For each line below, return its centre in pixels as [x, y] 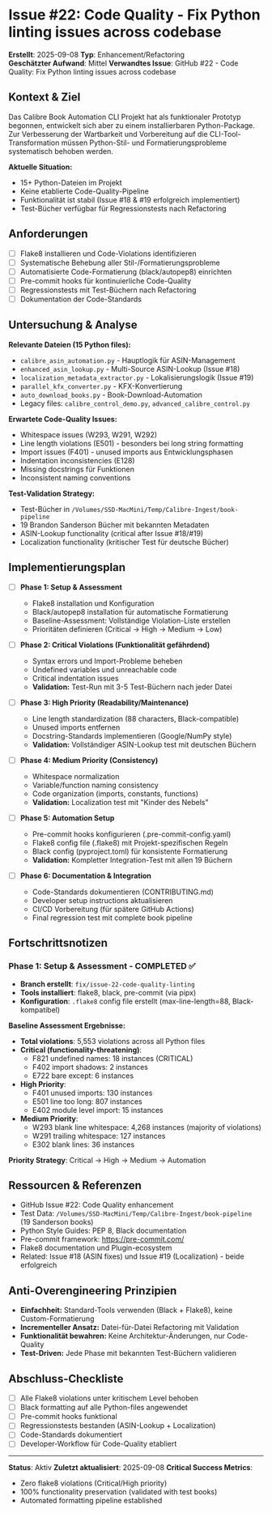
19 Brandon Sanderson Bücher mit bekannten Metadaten [115, 525]
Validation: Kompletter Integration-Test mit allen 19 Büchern [132, 859]
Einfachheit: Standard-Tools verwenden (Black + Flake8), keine [126, 1311]
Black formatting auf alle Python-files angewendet [104, 1408]
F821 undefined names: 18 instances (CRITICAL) [113, 1058]
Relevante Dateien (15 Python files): [70, 344]
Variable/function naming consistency [96, 785]
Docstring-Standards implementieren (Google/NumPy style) [132, 735]
